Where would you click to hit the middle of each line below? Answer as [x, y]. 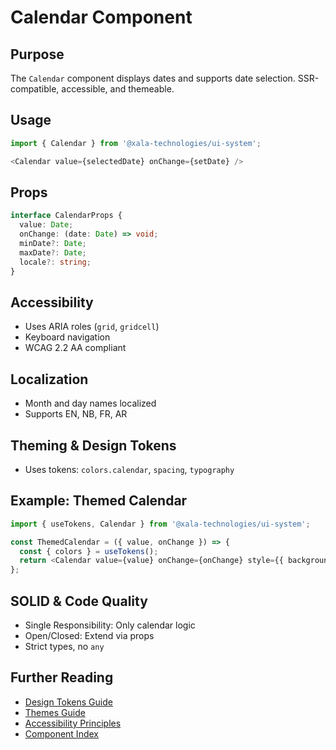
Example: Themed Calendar [99, 501]
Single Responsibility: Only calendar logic [110, 625]
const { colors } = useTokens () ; [89, 551]
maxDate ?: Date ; [53, 252]
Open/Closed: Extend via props [89, 635]
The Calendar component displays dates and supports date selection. [153, 78]
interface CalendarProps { [66, 216]
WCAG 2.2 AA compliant [75, 348]
